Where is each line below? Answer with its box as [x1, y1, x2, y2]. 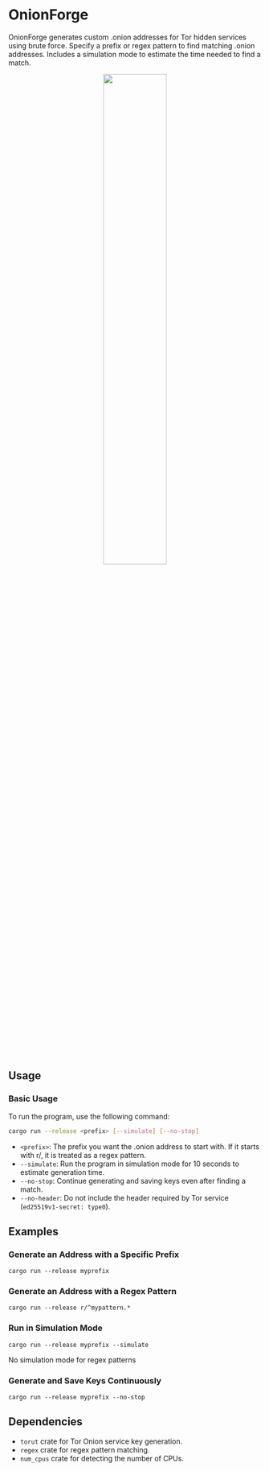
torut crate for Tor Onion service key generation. [19, 1436, 183, 1446]
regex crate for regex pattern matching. [19, 1444, 150, 1454]
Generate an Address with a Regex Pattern [8, 1286, 177, 1297]
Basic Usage [8, 1093, 59, 1104]
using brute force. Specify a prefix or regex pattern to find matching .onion [8, 40, 255, 50]
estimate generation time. [19, 1167, 105, 1176]
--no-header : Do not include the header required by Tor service [19, 1193, 229, 1202]
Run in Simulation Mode [8, 1322, 103, 1333]
